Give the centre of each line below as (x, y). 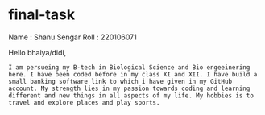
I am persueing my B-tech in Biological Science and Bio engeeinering (129, 67)
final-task (41, 15)
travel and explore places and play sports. (84, 102)
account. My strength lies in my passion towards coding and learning (129, 88)
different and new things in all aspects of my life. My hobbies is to (131, 95)
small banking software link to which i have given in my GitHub (120, 81)
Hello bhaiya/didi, (37, 52)
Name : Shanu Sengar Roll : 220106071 (72, 37)
